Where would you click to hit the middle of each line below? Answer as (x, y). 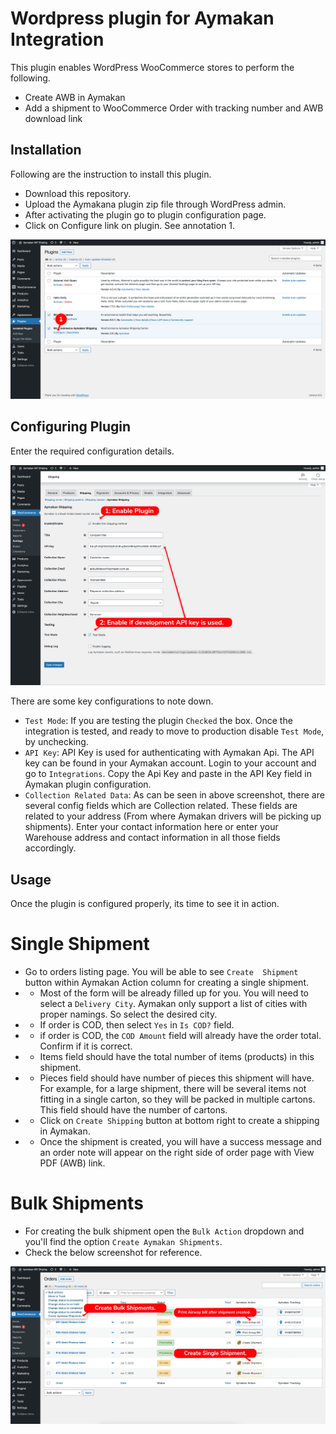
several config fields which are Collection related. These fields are (161, 806)
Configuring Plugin (71, 427)
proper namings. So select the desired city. (128, 1014)
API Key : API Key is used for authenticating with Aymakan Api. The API (169, 753)
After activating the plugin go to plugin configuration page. (145, 214)
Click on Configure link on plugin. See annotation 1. (130, 225)
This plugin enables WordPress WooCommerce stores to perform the (152, 67)
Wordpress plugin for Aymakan (142, 18)
